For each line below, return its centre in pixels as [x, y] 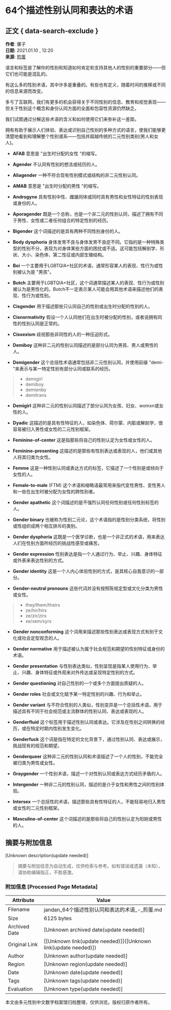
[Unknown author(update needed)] [86, 956]
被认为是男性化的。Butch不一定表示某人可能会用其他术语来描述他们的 [85, 289]
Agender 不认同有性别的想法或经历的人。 [56, 164]
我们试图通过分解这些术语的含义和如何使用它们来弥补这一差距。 [72, 119]
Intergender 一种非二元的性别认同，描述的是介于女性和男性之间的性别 [86, 784]
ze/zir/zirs [36, 616]
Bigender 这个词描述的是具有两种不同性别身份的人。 [68, 231]
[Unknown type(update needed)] [83, 989]
